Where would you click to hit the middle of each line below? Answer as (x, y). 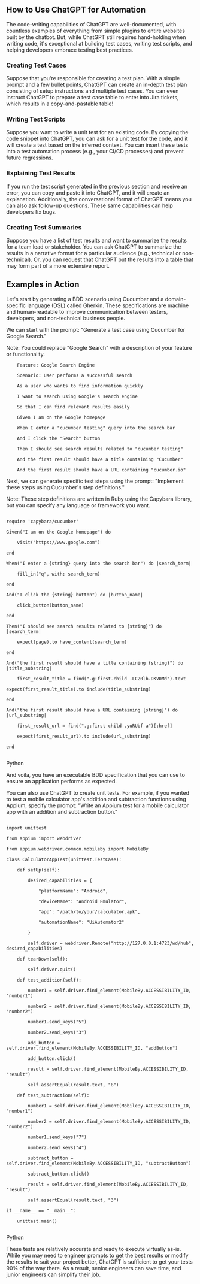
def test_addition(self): (49, 980)
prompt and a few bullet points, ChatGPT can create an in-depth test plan (97, 85)
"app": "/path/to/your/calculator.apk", (89, 912)
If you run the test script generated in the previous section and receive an (97, 186)
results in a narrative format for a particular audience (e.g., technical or (94, 253)
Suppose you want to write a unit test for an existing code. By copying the (97, 132)
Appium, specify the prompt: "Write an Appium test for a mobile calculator (98, 805)
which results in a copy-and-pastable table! (60, 104)
